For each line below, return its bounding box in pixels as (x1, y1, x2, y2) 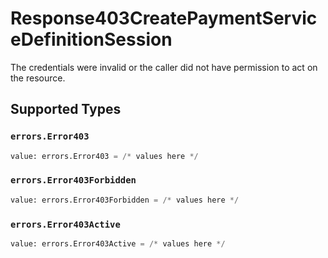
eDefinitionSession (10, 28, 173, 51)
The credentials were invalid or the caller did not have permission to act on (10, 61, 318, 73)
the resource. (10, 72, 66, 84)
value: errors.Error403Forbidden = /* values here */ (10, 195, 240, 205)
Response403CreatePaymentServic (10, 7, 318, 30)
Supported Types (10, 101, 122, 118)
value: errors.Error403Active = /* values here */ (10, 238, 226, 249)
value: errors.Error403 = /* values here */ (10, 151, 199, 161)
